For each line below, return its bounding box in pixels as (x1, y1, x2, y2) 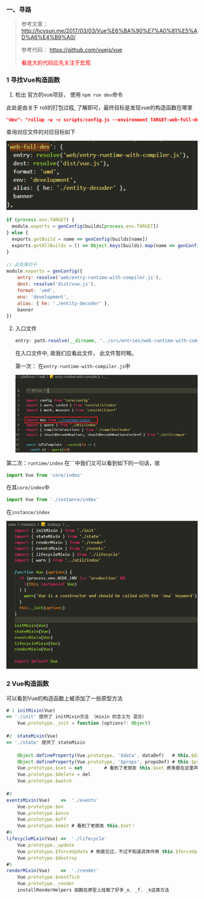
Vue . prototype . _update (17, 842, 75, 848)
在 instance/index (6, 509, 50, 516)
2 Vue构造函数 (6, 679, 49, 688)
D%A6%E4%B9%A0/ (21, 33, 76, 41)
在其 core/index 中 (6, 484, 50, 491)
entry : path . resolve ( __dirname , (15, 338, 97, 344)
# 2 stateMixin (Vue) (6, 733, 59, 740)
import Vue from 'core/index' (6, 472, 83, 478)
